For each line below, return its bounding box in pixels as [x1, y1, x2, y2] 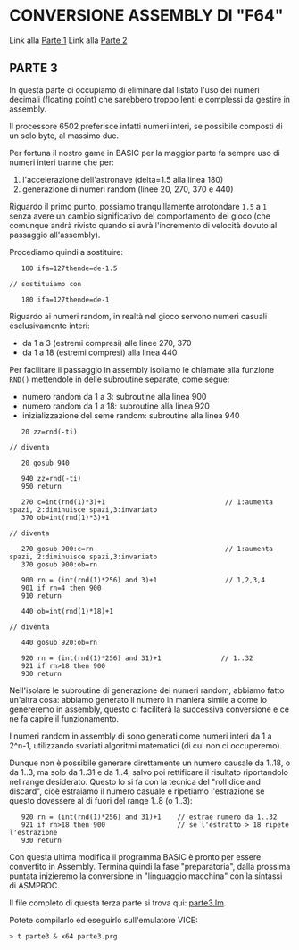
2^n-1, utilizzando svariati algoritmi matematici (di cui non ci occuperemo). [9, 739, 283, 750]
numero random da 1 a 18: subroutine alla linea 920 [21, 401, 210, 411]
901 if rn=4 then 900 [21, 583, 102, 592]
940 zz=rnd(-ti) [21, 474, 82, 483]
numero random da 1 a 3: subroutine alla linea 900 [21, 391, 207, 401]
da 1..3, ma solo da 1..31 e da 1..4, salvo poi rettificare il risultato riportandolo [9, 766, 288, 777]
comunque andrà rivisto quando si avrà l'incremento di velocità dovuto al [9, 219, 278, 230]
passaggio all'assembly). [9, 229, 101, 240]
